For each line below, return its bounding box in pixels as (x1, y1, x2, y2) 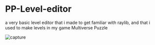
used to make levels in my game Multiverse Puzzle (5, 24, 108, 30)
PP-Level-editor (5, 3, 72, 15)
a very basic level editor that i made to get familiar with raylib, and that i (5, 20, 151, 25)
